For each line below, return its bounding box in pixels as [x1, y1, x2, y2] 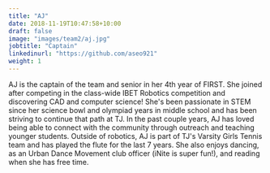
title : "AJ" [8, 11, 49, 20]
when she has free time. [8, 157, 89, 167]
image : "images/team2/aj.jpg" [8, 34, 111, 43]
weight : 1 [8, 58, 42, 66]
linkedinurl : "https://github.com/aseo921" [8, 50, 158, 58]
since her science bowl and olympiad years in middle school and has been [8, 105, 257, 115]
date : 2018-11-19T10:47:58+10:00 [8, 19, 122, 28]
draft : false [8, 27, 53, 35]
